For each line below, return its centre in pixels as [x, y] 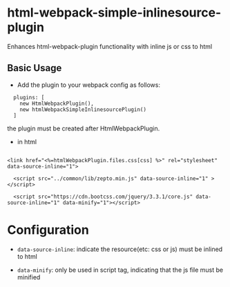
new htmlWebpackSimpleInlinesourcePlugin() [83, 109]
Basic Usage [35, 68]
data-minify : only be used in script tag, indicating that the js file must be [120, 270]
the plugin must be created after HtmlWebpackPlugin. [84, 128]
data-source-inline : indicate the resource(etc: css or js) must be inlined [120, 249]
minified [29, 277]
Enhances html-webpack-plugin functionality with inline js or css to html [110, 46]
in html [27, 141]
